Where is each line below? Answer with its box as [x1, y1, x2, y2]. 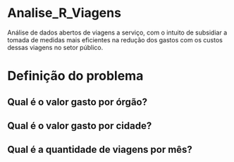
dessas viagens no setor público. [7, 43, 104, 51]
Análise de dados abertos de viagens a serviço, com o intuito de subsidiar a [7, 28, 228, 37]
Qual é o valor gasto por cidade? [7, 120, 152, 132]
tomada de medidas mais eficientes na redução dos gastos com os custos [7, 35, 223, 44]
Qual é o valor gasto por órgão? [7, 96, 148, 108]
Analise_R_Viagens [7, 5, 122, 21]
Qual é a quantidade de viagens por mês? [7, 144, 192, 156]
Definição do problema [7, 68, 144, 84]
